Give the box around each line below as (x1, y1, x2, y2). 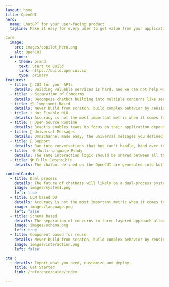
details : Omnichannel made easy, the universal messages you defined (14, 134, 163, 139)
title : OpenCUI (5, 12, 37, 17)
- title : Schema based (10, 213, 57, 219)
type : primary (18, 73, 49, 78)
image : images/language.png (14, 204, 73, 209)
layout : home (5, 7, 33, 13)
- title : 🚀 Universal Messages (10, 129, 75, 134)
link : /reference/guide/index (14, 270, 78, 275)
